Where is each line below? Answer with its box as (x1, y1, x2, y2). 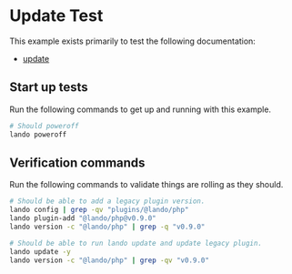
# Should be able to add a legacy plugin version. (9, 197, 206, 206)
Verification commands (9, 155, 146, 170)
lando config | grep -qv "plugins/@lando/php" (9, 206, 189, 215)
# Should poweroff (9, 121, 79, 130)
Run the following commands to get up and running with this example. (9, 104, 271, 115)
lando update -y (9, 247, 71, 256)
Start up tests (9, 79, 88, 96)
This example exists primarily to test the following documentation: (9, 36, 257, 46)
